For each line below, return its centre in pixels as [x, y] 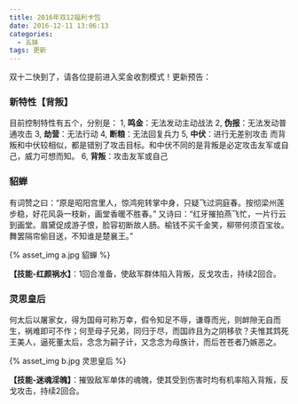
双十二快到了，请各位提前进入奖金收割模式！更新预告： [110, 77]
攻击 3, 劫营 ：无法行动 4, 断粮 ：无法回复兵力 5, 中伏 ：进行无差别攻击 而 [147, 134]
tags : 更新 [28, 51]
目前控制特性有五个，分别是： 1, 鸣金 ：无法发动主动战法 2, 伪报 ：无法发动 [144, 123]
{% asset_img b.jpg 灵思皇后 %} [68, 361]
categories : [31, 34]
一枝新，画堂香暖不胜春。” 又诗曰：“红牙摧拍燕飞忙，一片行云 [175, 213]
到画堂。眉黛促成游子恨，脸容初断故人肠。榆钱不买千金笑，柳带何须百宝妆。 [149, 225]
